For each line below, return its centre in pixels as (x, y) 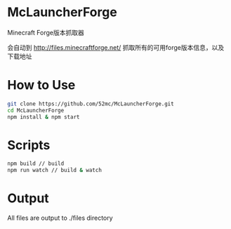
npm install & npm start (44, 117)
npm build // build (36, 164)
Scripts (29, 145)
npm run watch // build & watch (54, 170)
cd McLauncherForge (36, 110)
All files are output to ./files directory (60, 218)
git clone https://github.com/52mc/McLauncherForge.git (91, 104)
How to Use (41, 85)
